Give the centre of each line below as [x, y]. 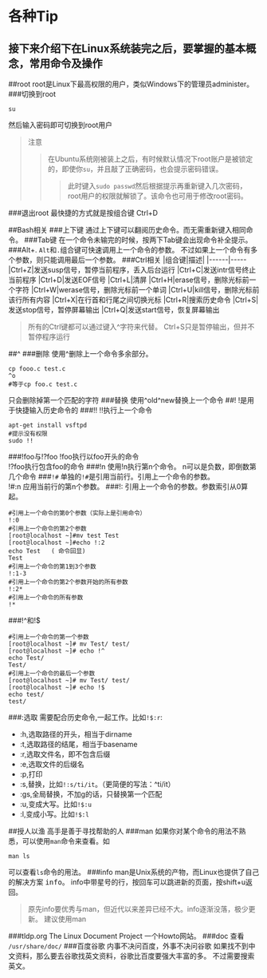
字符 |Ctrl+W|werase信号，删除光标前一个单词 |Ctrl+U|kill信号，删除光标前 [137, 290]
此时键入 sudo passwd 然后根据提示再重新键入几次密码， [157, 186]
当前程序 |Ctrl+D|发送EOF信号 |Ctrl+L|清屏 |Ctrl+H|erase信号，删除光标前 [129, 280]
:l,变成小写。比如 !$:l [54, 814]
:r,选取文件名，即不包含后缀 [65, 754]
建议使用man [65, 919]
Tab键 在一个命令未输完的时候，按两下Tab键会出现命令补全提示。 [145, 240]
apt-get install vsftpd [48, 425]
